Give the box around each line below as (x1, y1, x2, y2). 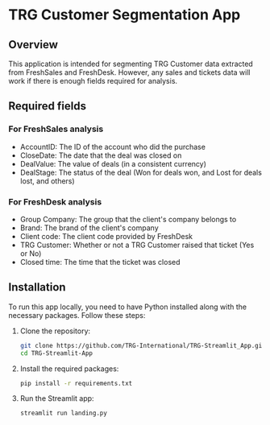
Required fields (8, 99, 87, 113)
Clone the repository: (19, 326, 91, 336)
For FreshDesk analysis (8, 196, 102, 207)
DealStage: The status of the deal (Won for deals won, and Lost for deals (19, 167, 262, 177)
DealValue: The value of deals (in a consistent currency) (19, 159, 207, 168)
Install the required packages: (19, 364, 119, 373)
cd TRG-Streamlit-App (19, 349, 93, 357)
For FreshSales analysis (8, 123, 104, 134)
